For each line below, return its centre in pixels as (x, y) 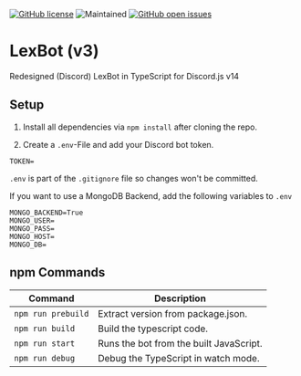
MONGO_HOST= (32, 236)
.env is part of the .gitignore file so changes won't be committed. (134, 178)
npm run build (45, 328)
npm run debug (45, 358)
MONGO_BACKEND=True (47, 213)
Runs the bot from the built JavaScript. (180, 343)
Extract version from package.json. (172, 313)
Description (180, 298)
